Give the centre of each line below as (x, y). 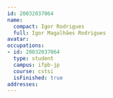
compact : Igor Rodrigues (49, 26)
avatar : (18, 39)
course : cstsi (33, 71)
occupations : (26, 46)
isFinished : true (38, 78)
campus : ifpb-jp (37, 65)
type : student (33, 59)
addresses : (23, 84)
